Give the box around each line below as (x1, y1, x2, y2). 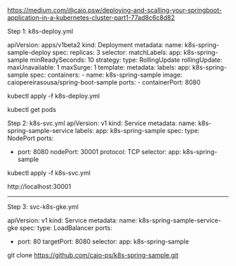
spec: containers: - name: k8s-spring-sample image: (29, 70, 183, 79)
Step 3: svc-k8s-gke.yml (7, 203, 79, 210)
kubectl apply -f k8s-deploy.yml (7, 91, 100, 100)
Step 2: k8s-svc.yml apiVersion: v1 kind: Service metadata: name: (7, 119, 197, 127)
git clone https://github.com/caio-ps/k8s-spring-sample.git (7, 251, 179, 259)
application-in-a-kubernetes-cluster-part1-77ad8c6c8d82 (7, 13, 176, 22)
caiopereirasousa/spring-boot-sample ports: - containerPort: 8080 (7, 78, 201, 87)
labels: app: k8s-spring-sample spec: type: (74, 127, 200, 134)
